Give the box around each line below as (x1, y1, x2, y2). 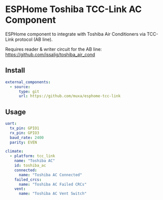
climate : (5, 149, 24, 154)
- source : (10, 84, 30, 89)
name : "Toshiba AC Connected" (18, 172, 82, 177)
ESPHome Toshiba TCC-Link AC (5, 4, 142, 15)
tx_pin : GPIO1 (10, 125, 39, 131)
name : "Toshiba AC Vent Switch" (18, 191, 87, 196)
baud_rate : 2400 (10, 135, 44, 140)
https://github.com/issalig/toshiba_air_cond (5, 52, 95, 58)
